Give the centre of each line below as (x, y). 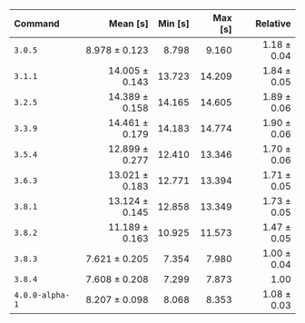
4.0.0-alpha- (42, 295)
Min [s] (174, 24)
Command (37, 24)
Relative (273, 24)
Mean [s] (128, 24)
